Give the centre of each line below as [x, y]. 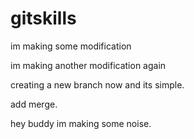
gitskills [43, 18]
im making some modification [71, 46]
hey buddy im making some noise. [81, 123]
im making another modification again [88, 65]
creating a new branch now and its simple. [97, 84]
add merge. [34, 104]
